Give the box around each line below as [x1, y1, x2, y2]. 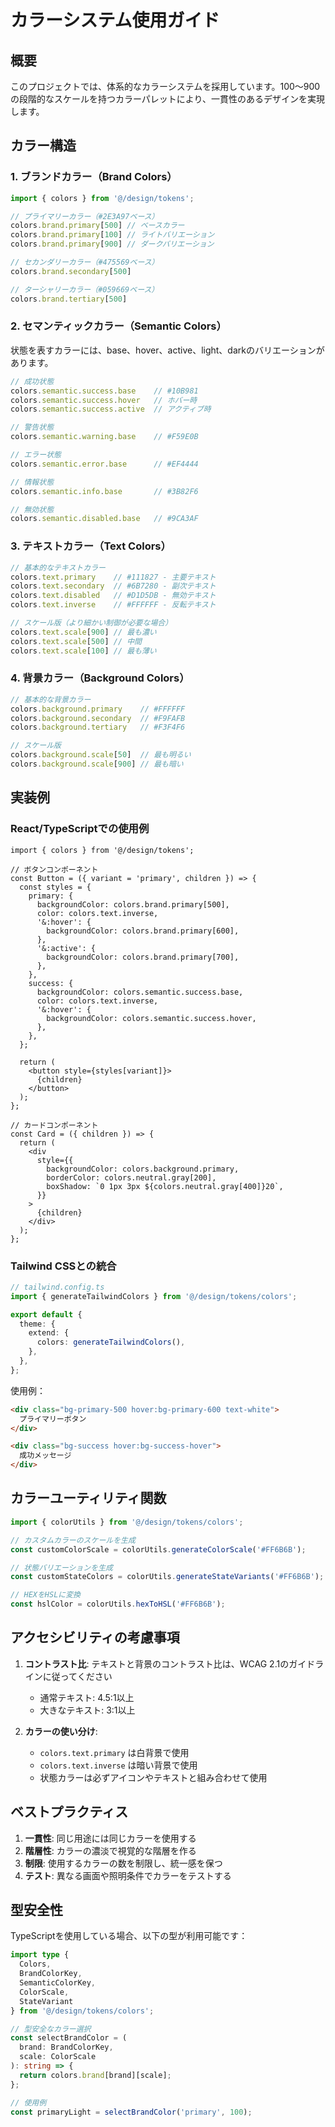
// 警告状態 [10, 422, 55, 433]
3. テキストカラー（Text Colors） [10, 539, 172, 553]
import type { [10, 1950, 70, 1960]
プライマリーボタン [19, 1414, 87, 1424]
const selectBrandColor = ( [10, 2033, 128, 2043]
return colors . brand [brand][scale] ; [19, 2070, 172, 2080]
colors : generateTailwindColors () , [36, 1337, 186, 1348]
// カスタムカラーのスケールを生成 [10, 1535, 136, 1545]
